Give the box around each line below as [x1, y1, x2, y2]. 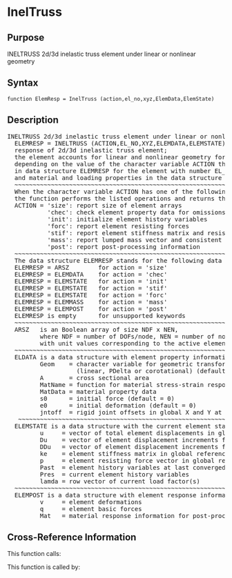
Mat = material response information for [39, 512, 190, 519]
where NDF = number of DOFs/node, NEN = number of [39, 332, 215, 340]
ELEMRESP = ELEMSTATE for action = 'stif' [14, 284, 168, 292]
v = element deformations [39, 498, 142, 506]
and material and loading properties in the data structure [14, 174, 222, 181]
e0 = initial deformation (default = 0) [39, 401, 197, 409]
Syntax [7, 77, 39, 89]
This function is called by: [7, 563, 81, 571]
